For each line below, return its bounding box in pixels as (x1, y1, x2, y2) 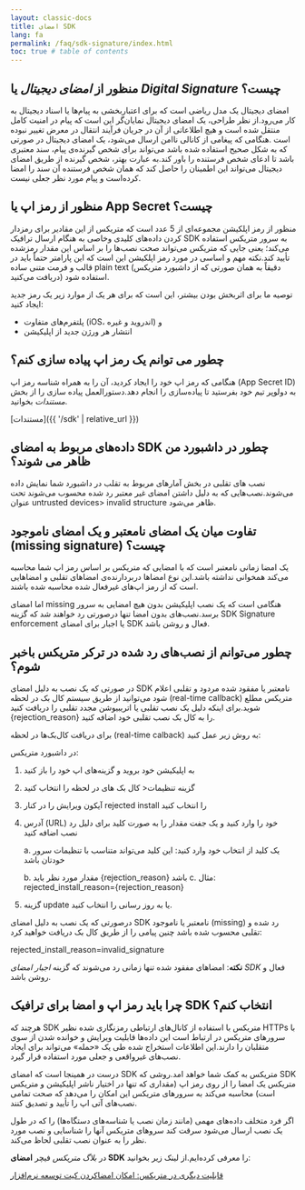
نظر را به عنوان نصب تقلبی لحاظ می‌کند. (10, 1134, 147, 1145)
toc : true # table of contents (10, 47, 129, 56)
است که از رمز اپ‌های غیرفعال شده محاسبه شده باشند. (10, 581, 199, 592)
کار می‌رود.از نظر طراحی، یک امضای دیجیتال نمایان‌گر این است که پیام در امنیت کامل (10, 115, 296, 125)
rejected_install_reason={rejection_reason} (23, 882, 184, 892)
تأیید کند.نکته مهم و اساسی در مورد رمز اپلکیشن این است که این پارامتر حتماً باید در (10, 252, 290, 263)
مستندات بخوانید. (10, 395, 68, 406)
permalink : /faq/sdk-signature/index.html (10, 38, 173, 48)
